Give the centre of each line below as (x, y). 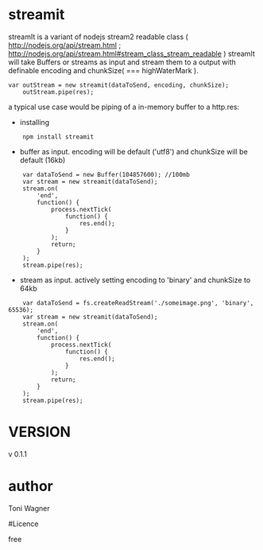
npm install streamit (58, 137)
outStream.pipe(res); (58, 92)
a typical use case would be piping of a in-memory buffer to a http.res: (124, 107)
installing (35, 122)
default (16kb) (43, 160)
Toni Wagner (29, 508)
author (31, 486)
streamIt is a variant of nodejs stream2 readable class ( (98, 37)
